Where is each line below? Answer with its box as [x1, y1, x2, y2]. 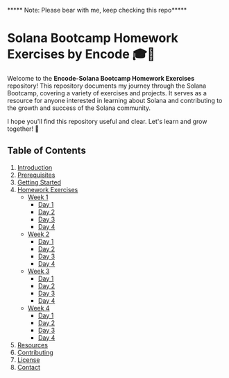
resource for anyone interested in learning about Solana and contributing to [7, 96, 223, 104]
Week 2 [27, 230, 50, 238]
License [17, 355, 40, 364]
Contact [17, 363, 40, 371]
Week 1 [27, 193, 49, 201]
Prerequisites [17, 171, 56, 179]
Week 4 [27, 304, 50, 312]
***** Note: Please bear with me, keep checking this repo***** [7, 6, 187, 14]
